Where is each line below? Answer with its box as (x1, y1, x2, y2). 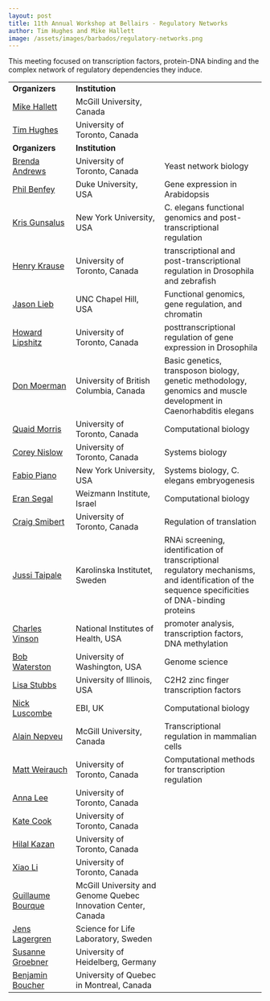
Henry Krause (12, 260, 65, 272)
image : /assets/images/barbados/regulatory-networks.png (8, 34, 203, 43)
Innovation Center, (76, 900, 146, 912)
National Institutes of (76, 623, 154, 634)
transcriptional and (164, 245, 235, 256)
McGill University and (76, 880, 157, 891)
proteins (164, 605, 195, 617)
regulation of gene (164, 332, 234, 343)
